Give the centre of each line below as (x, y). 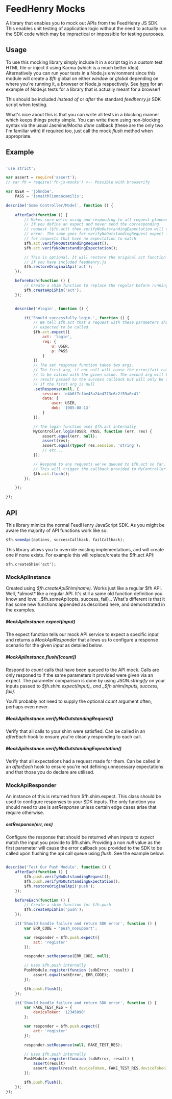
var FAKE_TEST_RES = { (48, 1008)
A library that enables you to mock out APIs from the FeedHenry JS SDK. (82, 23)
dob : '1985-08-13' (71, 408)
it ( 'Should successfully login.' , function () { (77, 318)
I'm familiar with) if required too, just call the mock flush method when (79, 131)
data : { (50, 398)
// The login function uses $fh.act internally (85, 426)
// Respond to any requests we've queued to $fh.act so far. (100, 464)
